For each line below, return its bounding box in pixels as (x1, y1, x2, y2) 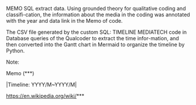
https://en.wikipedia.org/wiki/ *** (6, 93, 85, 99)
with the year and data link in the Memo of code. (6, 17, 123, 24)
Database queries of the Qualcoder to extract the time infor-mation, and (6, 35, 180, 41)
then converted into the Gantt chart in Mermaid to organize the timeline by (6, 41, 185, 48)
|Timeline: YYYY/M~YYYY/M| (6, 81, 77, 88)
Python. (6, 47, 25, 54)
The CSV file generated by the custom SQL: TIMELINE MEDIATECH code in (6, 29, 187, 36)
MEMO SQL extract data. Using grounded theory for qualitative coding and (6, 5, 186, 12)
